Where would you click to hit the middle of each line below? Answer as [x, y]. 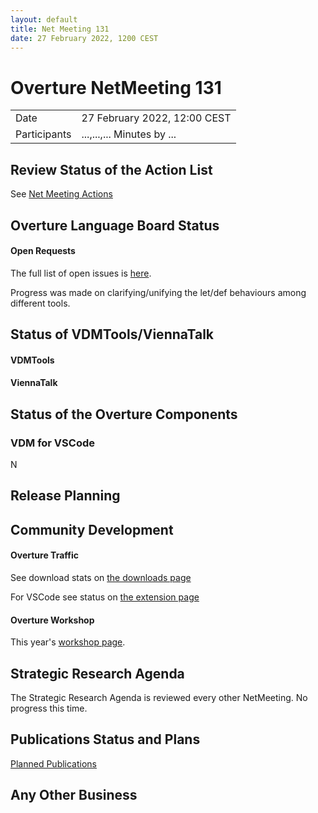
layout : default [44, 19]
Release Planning [65, 496]
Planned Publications [54, 763]
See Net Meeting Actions [61, 194]
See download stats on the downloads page [101, 577]
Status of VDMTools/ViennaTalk [112, 334]
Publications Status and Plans [105, 739]
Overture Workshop [52, 620]
